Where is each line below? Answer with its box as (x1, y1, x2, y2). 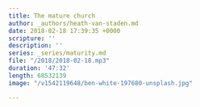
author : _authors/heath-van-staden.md (8, 19, 139, 27)
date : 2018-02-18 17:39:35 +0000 (8, 27, 121, 35)
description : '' (8, 42, 63, 50)
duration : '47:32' (8, 64, 70, 72)
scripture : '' (8, 34, 56, 43)
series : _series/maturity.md (8, 49, 106, 57)
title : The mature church (8, 11, 95, 20)
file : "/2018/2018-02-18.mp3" (8, 57, 110, 65)
